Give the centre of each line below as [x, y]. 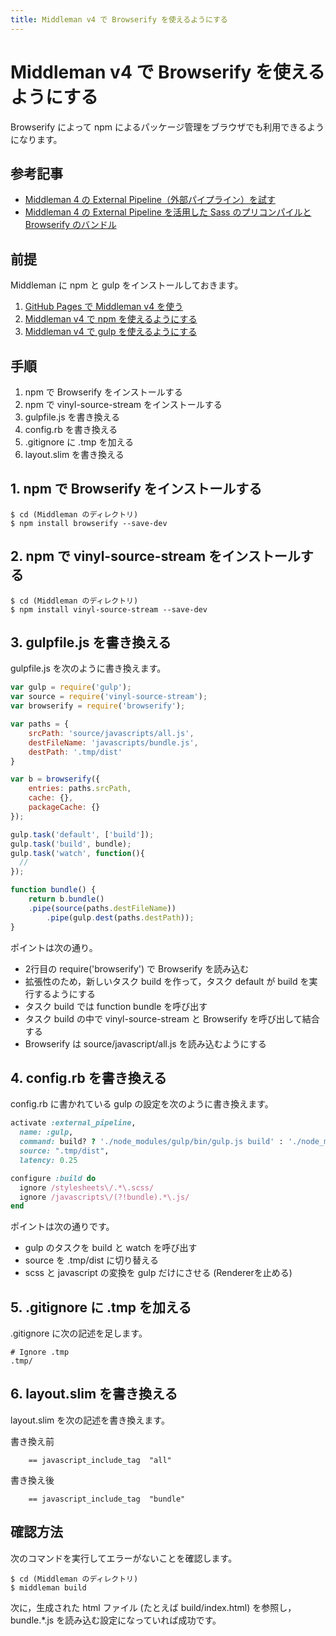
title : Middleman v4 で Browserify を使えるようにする [119, 19]
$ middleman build [48, 1587]
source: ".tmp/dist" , [64, 1151]
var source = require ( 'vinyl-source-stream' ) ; [109, 697]
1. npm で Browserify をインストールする [136, 489]
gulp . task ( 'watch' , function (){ [77, 853]
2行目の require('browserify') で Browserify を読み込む [137, 968]
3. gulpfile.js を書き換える [91, 642]
